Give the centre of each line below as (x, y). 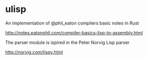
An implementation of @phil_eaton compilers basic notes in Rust (72, 23)
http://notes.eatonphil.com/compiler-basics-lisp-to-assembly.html (74, 32)
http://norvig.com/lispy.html (34, 52)
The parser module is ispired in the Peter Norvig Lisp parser (67, 42)
